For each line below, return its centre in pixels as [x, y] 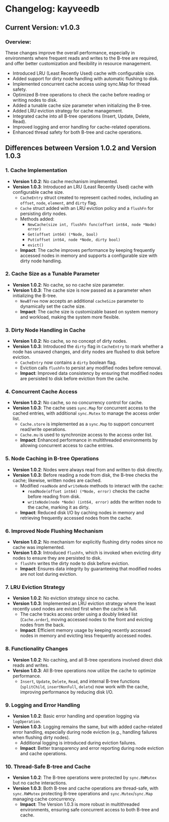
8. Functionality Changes [37, 649]
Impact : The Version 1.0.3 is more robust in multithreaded [80, 804]
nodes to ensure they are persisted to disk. [57, 558]
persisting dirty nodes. [43, 213]
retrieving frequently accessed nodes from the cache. [76, 518]
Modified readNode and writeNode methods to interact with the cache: [92, 485]
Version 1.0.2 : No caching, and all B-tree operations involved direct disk [88, 660]
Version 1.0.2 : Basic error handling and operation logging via [76, 716]
